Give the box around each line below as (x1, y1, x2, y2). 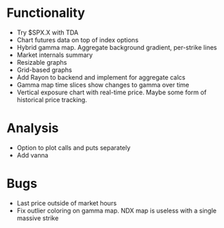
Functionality (6, 5, 86, 21)
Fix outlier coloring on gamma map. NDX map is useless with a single (16, 206, 217, 215)
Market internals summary (16, 51, 93, 59)
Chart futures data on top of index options (16, 35, 139, 44)
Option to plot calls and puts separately (16, 143, 131, 152)
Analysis (6, 120, 59, 137)
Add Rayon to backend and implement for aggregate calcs (16, 72, 185, 82)
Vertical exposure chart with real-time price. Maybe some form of (16, 88, 207, 96)
